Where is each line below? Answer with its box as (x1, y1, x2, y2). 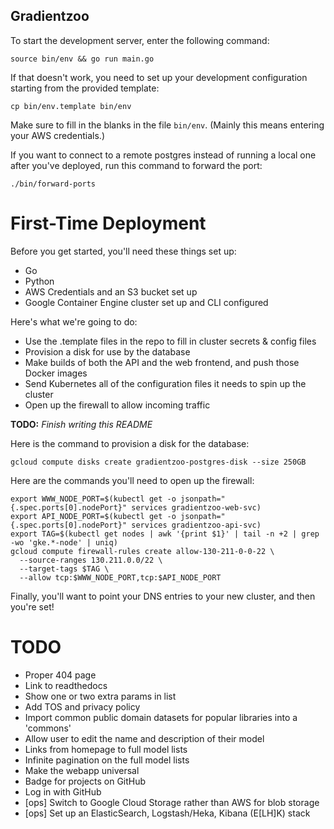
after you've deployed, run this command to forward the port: (10, 159, 263, 171)
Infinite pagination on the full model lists (24, 754, 190, 766)
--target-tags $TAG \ (19, 564, 110, 574)
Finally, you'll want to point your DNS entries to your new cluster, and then (10, 590, 316, 602)
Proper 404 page (24, 669, 97, 681)
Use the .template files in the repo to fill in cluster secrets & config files (24, 335, 317, 347)
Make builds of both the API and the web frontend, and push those (24, 356, 300, 368)
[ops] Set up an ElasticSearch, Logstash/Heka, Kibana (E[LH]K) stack (24, 807, 311, 819)
